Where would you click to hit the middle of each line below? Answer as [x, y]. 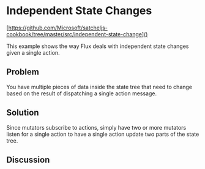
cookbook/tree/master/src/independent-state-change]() [77, 34]
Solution [23, 113]
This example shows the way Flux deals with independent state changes [98, 46]
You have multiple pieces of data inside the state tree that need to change [99, 87]
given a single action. [33, 52]
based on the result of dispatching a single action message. [82, 93]
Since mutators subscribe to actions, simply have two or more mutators [96, 127]
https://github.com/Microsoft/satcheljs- [58, 28]
